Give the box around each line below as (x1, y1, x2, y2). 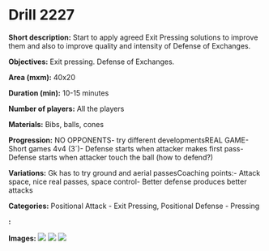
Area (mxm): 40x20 (8, 72, 75, 82)
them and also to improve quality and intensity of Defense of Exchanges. (8, 40, 251, 50)
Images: (8, 233, 36, 243)
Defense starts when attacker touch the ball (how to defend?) (8, 152, 213, 162)
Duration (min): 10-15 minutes (8, 87, 109, 98)
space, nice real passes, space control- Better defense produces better (8, 177, 247, 186)
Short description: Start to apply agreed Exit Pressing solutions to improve (8, 32, 258, 42)
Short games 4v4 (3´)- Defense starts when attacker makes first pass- (8, 143, 244, 153)
